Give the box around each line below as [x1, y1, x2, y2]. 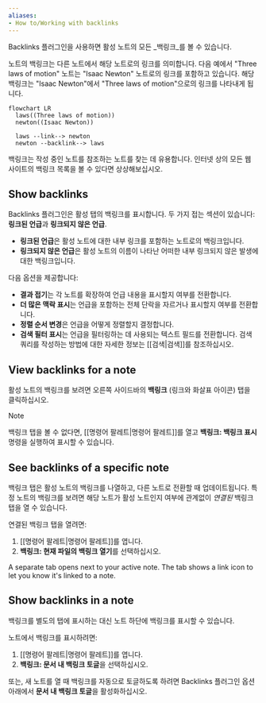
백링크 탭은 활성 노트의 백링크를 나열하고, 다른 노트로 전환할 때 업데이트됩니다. [8, 482, 250, 492]
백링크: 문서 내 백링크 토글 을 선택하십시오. [19, 659, 148, 669]
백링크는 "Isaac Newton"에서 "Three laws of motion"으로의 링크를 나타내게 [8, 79, 246, 88]
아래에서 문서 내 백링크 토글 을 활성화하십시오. [8, 686, 148, 696]
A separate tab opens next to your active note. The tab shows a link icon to [8, 562, 254, 572]
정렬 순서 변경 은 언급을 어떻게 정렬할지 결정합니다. [19, 319, 175, 330]
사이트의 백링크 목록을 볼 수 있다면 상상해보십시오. [8, 164, 164, 173]
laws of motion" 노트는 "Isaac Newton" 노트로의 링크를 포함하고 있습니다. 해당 [8, 68, 255, 78]
